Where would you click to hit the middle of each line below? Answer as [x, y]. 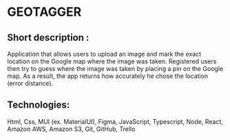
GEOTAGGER [44, 12]
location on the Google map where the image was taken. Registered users [112, 61]
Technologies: [39, 105]
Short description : [48, 38]
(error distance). [30, 83]
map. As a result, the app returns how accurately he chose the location [108, 76]
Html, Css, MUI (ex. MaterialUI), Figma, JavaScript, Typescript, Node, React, [115, 121]
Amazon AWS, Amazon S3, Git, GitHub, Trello [71, 129]
